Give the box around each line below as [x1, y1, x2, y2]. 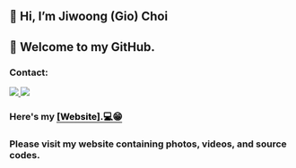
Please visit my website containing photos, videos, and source [9, 138, 287, 150]
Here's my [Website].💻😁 [9, 111, 123, 122]
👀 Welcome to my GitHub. [9, 39, 155, 55]
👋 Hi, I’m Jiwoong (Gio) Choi [9, 9, 169, 24]
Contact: [9, 66, 48, 79]
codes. [9, 148, 40, 161]
